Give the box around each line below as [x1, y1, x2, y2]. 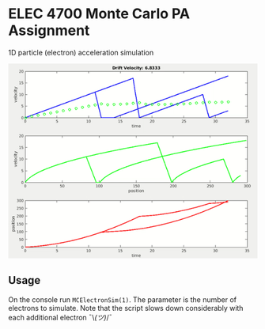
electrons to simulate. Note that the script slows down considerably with [8, 303, 244, 312]
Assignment [8, 21, 90, 40]
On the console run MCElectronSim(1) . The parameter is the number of [8, 294, 237, 304]
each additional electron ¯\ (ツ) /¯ [8, 312, 113, 322]
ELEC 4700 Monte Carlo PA [8, 5, 191, 23]
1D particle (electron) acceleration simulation [8, 47, 154, 57]
